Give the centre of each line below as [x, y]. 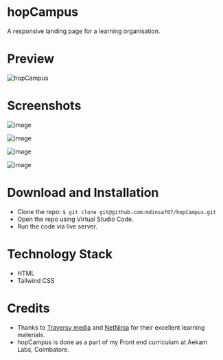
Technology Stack [60, 254]
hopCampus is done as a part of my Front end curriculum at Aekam [112, 342]
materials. [31, 335]
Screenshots [44, 106]
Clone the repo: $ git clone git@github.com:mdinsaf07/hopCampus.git [117, 211]
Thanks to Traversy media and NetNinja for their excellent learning [111, 327]
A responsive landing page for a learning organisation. [84, 31]
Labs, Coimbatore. [43, 349]
